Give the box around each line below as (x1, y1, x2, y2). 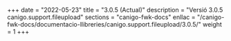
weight (203, 20, 223, 28)
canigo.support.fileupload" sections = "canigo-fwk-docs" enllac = (7, 13, 196, 21)
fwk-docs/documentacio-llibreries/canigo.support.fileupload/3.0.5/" (7, 20, 202, 28)
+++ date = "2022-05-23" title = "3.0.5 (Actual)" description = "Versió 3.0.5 (7, 6, 223, 14)
